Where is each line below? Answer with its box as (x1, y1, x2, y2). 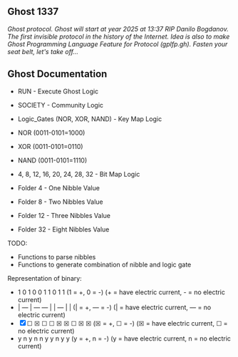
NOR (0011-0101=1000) (17, 128, 86, 137)
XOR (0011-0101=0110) (17, 142, 83, 150)
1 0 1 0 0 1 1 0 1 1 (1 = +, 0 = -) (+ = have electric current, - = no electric (17, 288, 226, 296)
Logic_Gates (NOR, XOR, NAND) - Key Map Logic (17, 114, 162, 123)
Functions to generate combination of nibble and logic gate (17, 260, 192, 269)
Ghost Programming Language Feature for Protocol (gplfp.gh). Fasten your (7, 39, 228, 48)
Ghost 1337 (7, 6, 59, 18)
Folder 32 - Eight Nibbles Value (17, 224, 110, 234)
